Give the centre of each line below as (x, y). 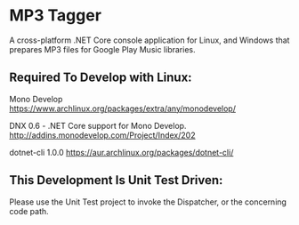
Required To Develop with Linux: (101, 78)
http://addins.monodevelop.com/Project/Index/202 (102, 135)
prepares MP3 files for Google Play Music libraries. (102, 49)
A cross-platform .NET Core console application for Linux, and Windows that (149, 40)
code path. (29, 211)
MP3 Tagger (56, 16)
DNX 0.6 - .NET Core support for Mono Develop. (98, 125)
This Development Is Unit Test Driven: (116, 180)
